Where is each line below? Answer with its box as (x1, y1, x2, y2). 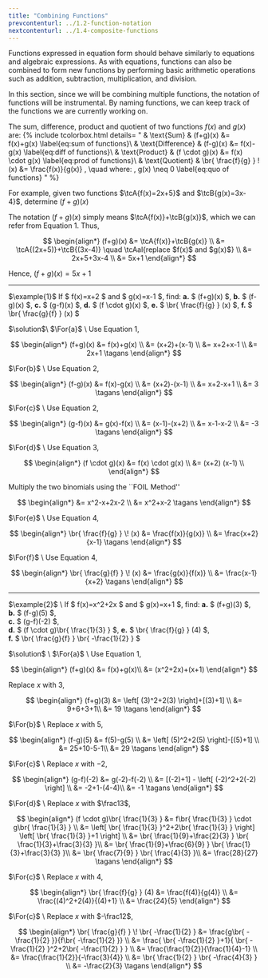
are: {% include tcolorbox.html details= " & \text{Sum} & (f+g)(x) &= (8, 130, 231, 140)
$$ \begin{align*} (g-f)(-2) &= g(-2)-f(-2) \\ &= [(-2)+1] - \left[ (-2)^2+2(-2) (11, 775, 257, 784)
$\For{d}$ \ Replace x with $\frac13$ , (8, 799, 132, 808)
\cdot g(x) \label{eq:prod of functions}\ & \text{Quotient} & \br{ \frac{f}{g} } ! (8, 156, 260, 166)
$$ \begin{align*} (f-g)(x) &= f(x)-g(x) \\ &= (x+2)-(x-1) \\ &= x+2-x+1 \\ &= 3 (9, 379, 259, 389)
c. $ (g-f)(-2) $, (8, 617, 60, 626)
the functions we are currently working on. (8, 106, 148, 116)
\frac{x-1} (226, 569, 258, 578)
